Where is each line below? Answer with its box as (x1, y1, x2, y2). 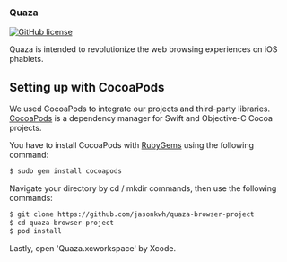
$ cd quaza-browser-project (9, 218, 115, 227)
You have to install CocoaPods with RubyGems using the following (9, 140, 254, 151)
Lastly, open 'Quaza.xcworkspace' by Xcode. (9, 242, 177, 253)
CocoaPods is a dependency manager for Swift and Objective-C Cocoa (9, 113, 274, 124)
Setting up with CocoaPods (9, 79, 165, 95)
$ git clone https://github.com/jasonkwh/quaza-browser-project (9, 209, 255, 219)
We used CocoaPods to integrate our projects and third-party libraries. (9, 103, 271, 114)
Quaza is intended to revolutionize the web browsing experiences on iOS (9, 44, 278, 55)
